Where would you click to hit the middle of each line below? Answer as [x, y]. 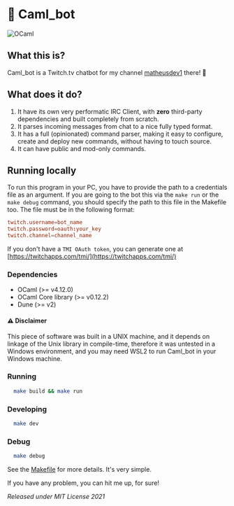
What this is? [36, 56]
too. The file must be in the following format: [71, 210]
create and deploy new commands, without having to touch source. [114, 141]
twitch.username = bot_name [45, 223]
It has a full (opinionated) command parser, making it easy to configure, [120, 134]
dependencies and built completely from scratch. [88, 119]
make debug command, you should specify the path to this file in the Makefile [117, 202]
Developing [27, 409]
